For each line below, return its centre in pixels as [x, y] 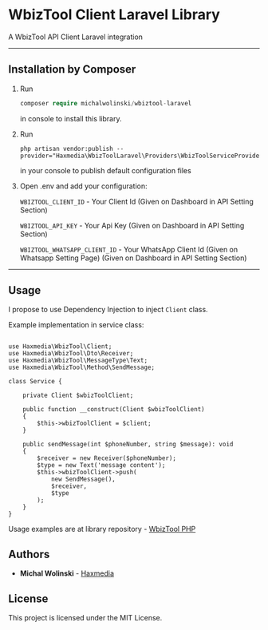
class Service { [35, 382]
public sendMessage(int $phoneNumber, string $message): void [128, 445]
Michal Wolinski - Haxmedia [67, 573]
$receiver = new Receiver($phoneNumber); [107, 458]
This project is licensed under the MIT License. [85, 618]
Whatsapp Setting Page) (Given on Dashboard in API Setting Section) [133, 258]
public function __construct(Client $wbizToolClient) [114, 410]
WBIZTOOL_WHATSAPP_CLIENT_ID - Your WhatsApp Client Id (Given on [129, 249]
